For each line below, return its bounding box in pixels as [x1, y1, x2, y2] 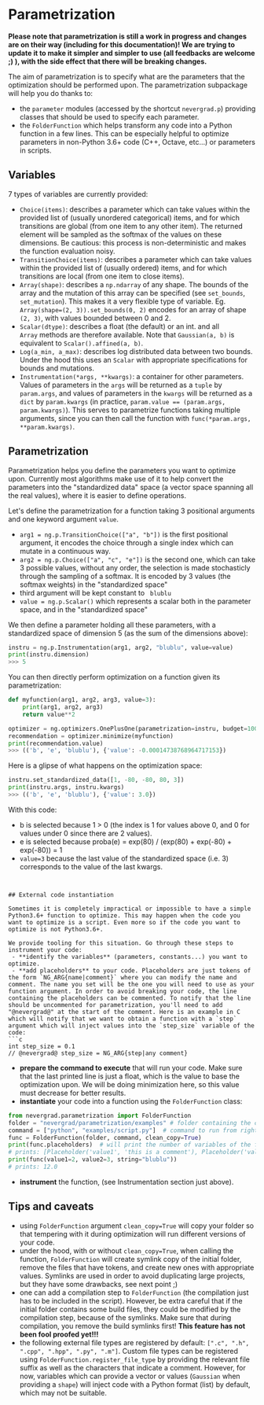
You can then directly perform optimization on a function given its [8, 673, 221, 682]
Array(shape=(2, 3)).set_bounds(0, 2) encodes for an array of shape [19, 304, 247, 314]
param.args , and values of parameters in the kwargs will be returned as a [19, 388, 253, 398]
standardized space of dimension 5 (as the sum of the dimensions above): [8, 628, 248, 638]
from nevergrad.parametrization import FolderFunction [8, 1112, 192, 1119]
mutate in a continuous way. [19, 546, 112, 555]
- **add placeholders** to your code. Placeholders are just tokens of [11, 966, 251, 975]
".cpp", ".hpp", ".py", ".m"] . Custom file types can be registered [19, 1346, 238, 1355]
